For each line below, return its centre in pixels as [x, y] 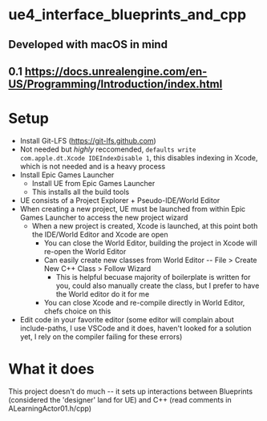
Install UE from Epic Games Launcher [93, 183]
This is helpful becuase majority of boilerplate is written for [153, 277]
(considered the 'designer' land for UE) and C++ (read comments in [120, 399]
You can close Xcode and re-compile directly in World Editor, [144, 302]
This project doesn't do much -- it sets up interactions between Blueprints [131, 391]
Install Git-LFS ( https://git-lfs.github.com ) [88, 140]
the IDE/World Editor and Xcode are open [100, 234]
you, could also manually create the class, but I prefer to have [158, 285]
